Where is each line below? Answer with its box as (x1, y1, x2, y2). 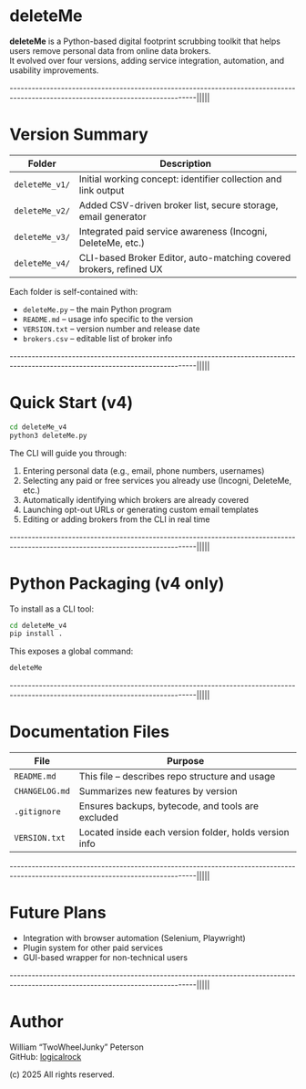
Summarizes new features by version (78, 785, 239, 798)
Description (158, 157, 212, 170)
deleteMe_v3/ (14, 232, 71, 242)
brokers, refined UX (78, 262, 163, 275)
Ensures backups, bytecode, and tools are (78, 800, 260, 812)
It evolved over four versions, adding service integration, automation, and (9, 55, 285, 66)
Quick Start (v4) (9, 393, 134, 414)
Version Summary (9, 124, 148, 145)
